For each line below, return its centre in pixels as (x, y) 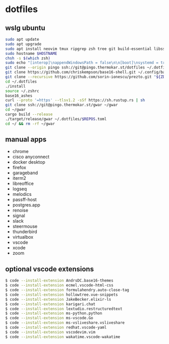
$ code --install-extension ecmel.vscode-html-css (59, 286)
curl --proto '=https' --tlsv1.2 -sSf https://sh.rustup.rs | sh (75, 100)
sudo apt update (22, 39)
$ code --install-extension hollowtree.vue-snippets (62, 295)
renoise (20, 211)
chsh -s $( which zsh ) (28, 58)
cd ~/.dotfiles (21, 82)
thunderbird (25, 232)
